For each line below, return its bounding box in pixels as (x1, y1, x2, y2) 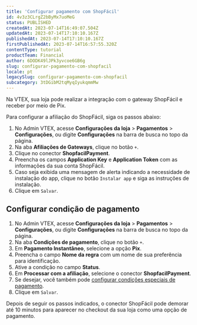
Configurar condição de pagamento (6, 204, 140, 215)
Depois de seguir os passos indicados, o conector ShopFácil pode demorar (6, 300, 189, 307)
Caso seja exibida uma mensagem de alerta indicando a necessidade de (14, 169, 191, 175)
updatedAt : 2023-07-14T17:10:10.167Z (6, 31, 99, 36)
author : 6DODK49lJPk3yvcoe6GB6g (6, 58, 85, 63)
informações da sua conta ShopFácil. (14, 162, 105, 169)
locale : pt (6, 69, 33, 75)
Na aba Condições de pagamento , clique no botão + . (14, 239, 144, 246)
